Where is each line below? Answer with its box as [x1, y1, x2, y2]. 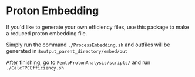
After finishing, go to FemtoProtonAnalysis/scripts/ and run [6, 59, 151, 66]
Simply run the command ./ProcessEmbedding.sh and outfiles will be [6, 41, 170, 48]
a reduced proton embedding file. [6, 29, 88, 36]
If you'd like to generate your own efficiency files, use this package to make [6, 24, 189, 31]
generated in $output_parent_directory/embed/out [6, 47, 128, 54]
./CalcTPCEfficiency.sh [6, 65, 65, 71]
